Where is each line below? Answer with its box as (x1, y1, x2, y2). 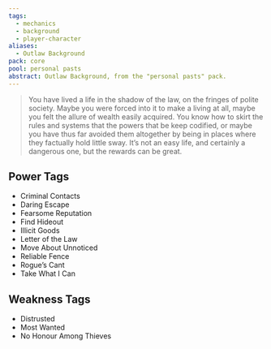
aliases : (8, 42, 38, 50)
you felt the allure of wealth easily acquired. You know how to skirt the (28, 111, 264, 122)
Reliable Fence (19, 252, 70, 261)
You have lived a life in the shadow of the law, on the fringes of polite (28, 94, 260, 104)
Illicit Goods (19, 226, 60, 235)
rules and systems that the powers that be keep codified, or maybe (28, 120, 253, 130)
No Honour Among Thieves (19, 331, 112, 341)
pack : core (8, 58, 45, 66)
